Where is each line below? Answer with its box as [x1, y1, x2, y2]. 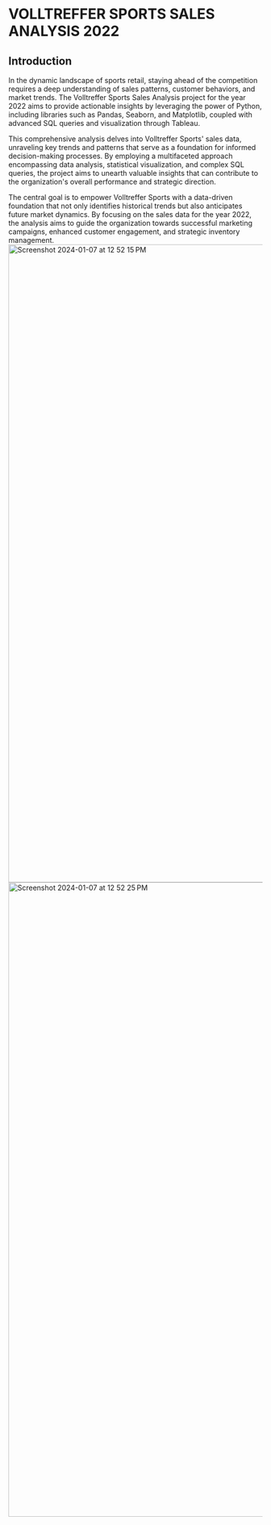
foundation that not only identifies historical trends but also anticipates [8, 201, 243, 211]
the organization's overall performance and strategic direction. [8, 177, 216, 186]
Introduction [8, 54, 73, 68]
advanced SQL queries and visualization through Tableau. [8, 119, 201, 127]
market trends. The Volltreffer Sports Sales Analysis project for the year [8, 93, 246, 102]
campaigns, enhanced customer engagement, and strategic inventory [8, 227, 240, 236]
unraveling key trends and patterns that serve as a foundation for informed [8, 143, 256, 152]
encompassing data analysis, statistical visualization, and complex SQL [8, 160, 244, 169]
